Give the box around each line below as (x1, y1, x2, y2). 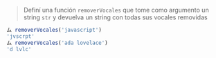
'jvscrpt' (6, 32, 35, 40)
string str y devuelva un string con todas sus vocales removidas (23, 13, 208, 21)
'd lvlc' (6, 46, 32, 52)
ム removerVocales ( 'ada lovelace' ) (6, 39, 108, 46)
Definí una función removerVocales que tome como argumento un (23, 6, 209, 14)
